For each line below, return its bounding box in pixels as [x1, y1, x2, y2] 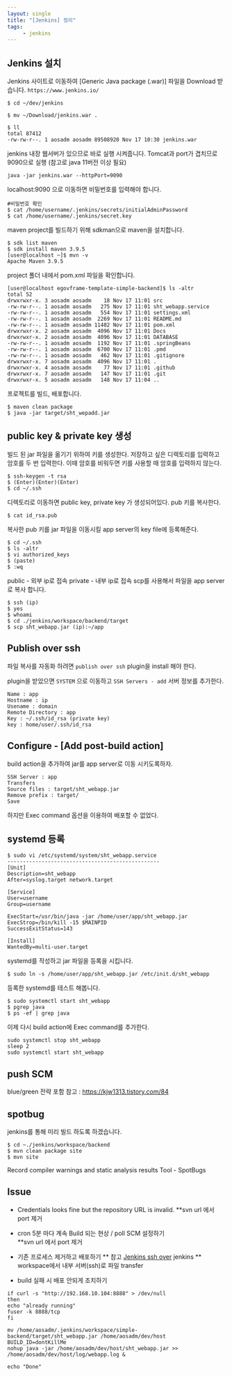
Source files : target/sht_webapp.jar [7, 785, 119, 792]
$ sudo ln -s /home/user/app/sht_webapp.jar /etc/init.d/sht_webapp [7, 971, 210, 978]
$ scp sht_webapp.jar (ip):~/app [7, 623, 104, 630]
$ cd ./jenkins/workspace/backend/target [7, 617, 129, 624]
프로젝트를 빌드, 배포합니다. [7, 390, 82, 398]
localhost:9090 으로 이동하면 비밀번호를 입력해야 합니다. [7, 186, 162, 194]
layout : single [7, 10, 51, 17]
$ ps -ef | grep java [7, 1010, 70, 1017]
